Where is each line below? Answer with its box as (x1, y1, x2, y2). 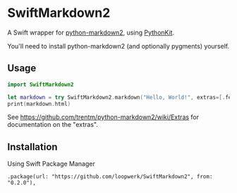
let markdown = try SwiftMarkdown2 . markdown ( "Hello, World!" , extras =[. (7, 94, 226, 101)
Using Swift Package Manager (7, 160, 95, 168)
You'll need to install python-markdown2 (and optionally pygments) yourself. (7, 42, 230, 50)
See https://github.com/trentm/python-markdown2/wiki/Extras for (7, 113, 200, 121)
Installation (7, 141, 58, 153)
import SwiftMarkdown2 (7, 81, 74, 88)
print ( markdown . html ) (7, 100, 71, 107)
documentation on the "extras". (7, 120, 99, 129)
